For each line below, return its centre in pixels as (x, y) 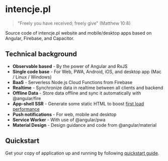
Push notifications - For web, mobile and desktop (64, 114)
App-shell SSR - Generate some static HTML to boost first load (78, 104)
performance (26, 109)
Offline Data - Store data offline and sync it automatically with (77, 93)
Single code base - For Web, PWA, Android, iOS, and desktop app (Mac (87, 71)
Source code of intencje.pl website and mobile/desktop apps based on (78, 33)
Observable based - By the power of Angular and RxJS (70, 66)
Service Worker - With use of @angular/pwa (59, 120)
